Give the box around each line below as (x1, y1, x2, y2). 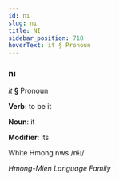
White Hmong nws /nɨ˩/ (8, 148, 85, 158)
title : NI (8, 26, 42, 34)
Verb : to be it (8, 102, 52, 111)
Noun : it (8, 117, 35, 127)
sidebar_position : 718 (8, 34, 84, 42)
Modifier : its (8, 133, 50, 143)
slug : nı (8, 19, 38, 27)
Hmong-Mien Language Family (8, 163, 111, 173)
